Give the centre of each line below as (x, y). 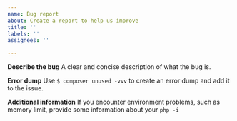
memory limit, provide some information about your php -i (94, 110)
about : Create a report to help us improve (73, 21)
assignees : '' (29, 41)
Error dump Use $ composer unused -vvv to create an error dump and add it (118, 81)
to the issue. (26, 88)
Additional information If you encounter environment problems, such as (114, 102)
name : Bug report (33, 14)
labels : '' (24, 34)
